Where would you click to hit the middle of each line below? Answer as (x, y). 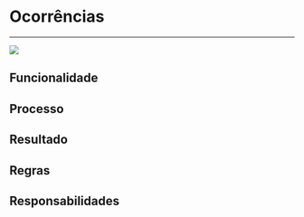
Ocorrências (57, 17)
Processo (37, 109)
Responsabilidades (65, 201)
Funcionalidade (54, 78)
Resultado (38, 140)
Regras (30, 170)
